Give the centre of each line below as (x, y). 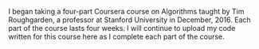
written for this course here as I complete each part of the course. (116, 36)
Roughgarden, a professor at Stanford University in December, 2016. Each (129, 20)
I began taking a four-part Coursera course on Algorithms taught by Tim (126, 11)
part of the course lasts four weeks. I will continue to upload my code (122, 28)
